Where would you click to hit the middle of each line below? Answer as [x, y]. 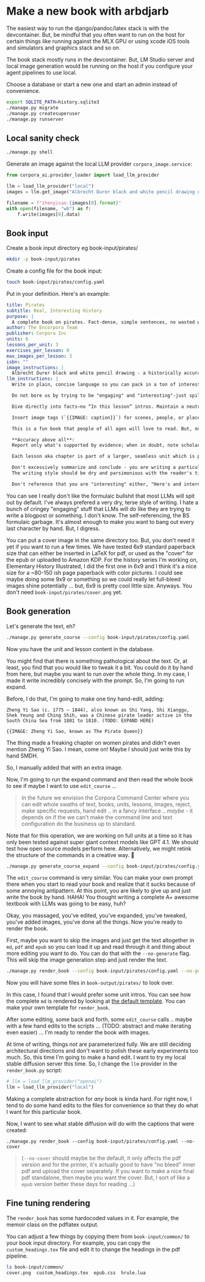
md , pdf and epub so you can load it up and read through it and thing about [99, 947]
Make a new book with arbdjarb [88, 11]
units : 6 [17, 339]
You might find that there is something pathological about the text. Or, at [97, 661]
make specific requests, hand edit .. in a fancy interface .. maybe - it [107, 811]
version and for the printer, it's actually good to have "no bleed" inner [108, 1165]
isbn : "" [17, 362]
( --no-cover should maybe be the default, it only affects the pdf [101, 1158]
